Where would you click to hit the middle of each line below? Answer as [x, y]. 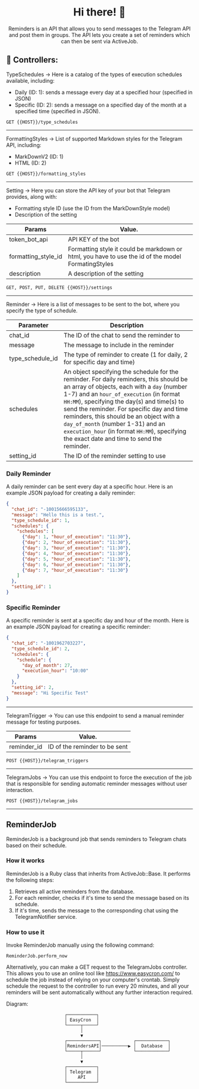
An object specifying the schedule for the [121, 371]
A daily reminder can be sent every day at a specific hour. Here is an [90, 487]
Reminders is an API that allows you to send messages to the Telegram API [99, 29]
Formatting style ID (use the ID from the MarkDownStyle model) [92, 208]
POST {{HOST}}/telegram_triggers [47, 761]
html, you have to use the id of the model [125, 256]
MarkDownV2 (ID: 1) [39, 157]
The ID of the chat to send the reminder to [122, 335]
